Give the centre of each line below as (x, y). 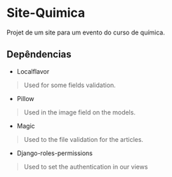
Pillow (25, 98)
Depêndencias (39, 54)
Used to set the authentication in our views (86, 166)
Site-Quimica (46, 13)
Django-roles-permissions (54, 153)
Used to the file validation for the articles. (84, 139)
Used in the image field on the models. (80, 112)
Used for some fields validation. (70, 85)
